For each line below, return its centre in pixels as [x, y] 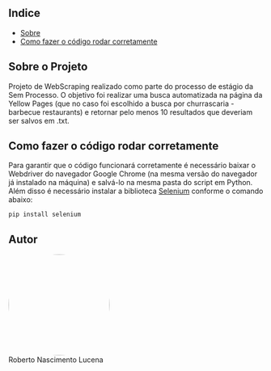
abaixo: [21, 200]
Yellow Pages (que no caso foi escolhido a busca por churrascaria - [121, 103]
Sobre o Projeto [48, 67]
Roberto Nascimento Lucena [56, 360]
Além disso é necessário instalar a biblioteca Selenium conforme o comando [136, 191]
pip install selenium [45, 215]
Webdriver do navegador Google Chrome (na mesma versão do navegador [133, 174]
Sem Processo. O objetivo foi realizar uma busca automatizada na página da [135, 95]
